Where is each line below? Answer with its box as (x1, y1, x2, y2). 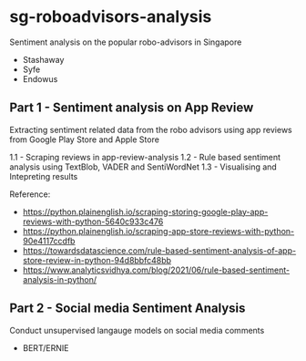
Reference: (9, 189, 51, 200)
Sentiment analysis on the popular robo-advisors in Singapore (9, 36, 242, 47)
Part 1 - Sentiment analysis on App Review (9, 100, 254, 116)
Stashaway (22, 54, 65, 65)
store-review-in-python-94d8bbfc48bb (22, 254, 171, 265)
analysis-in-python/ (22, 273, 97, 284)
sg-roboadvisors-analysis (9, 6, 212, 27)
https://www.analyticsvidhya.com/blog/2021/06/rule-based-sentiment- (22, 264, 290, 275)
